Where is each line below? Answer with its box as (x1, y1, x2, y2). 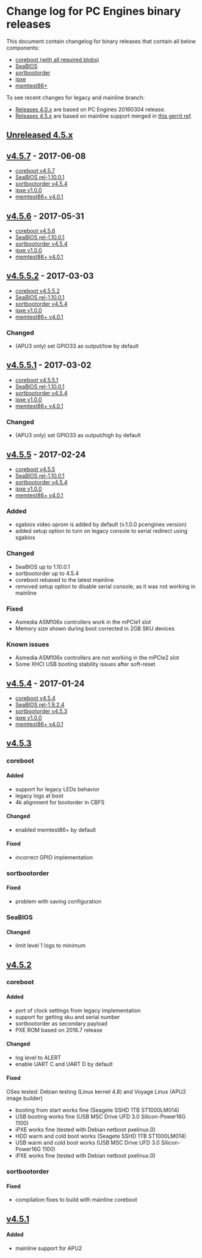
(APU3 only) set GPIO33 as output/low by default (15, 342, 139, 350)
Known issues (6, 640, 49, 649)
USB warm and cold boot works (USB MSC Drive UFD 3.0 (15, 1139, 160, 1147)
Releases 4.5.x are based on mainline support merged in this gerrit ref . (15, 112, 192, 119)
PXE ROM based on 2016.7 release (15, 1026, 103, 1033)
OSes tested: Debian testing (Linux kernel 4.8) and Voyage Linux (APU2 (6, 1088, 186, 1096)
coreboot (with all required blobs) (15, 56, 99, 63)
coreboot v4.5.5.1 (15, 376, 59, 383)
